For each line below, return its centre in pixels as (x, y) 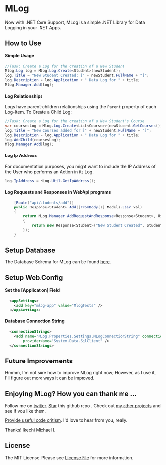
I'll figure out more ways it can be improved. (50, 378)
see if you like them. (25, 411)
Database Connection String (35, 321)
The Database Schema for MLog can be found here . (58, 262)
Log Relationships (24, 96)
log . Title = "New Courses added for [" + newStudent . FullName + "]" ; (78, 130)
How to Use (23, 43)
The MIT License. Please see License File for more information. (69, 457)
